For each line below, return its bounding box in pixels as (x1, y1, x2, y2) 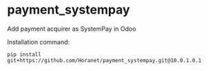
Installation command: (7, 38, 70, 46)
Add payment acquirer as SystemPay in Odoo (7, 25, 136, 33)
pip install (7, 51, 41, 58)
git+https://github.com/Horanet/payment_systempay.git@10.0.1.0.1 (7, 57, 202, 63)
